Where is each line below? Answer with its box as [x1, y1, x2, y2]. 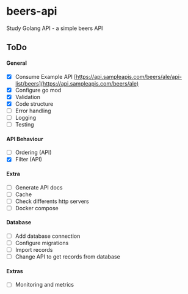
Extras [6, 267, 23, 274]
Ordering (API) [15, 149, 52, 156]
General [6, 59, 27, 67]
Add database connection [15, 232, 81, 240]
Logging [15, 114, 37, 121]
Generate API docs [15, 183, 63, 191]
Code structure [15, 100, 54, 108]
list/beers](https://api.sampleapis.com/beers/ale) [15, 79, 139, 87]
